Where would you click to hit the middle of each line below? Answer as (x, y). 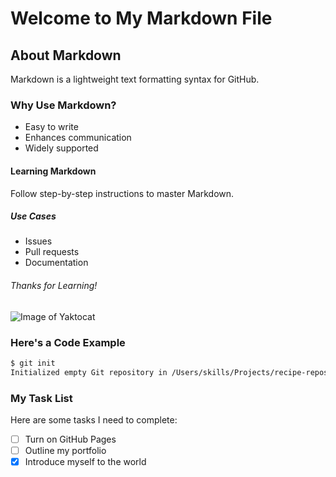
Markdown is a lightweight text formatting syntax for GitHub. (135, 79)
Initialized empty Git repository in (89, 372)
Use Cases (33, 216)
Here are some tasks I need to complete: (94, 420)
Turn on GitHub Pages (70, 439)
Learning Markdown (53, 171)
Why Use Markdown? (63, 105)
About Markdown (66, 55)
